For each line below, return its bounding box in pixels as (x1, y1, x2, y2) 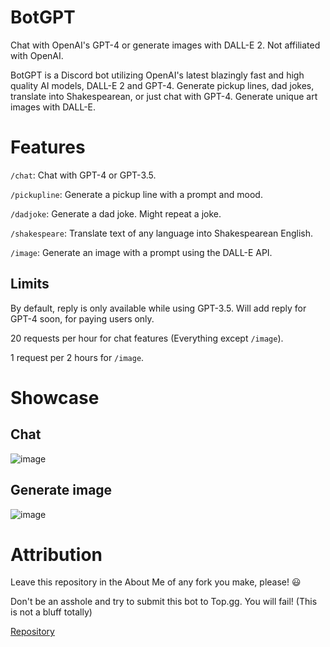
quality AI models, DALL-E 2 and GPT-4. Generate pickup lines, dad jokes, (10, 79, 315, 91)
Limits (10, 276, 50, 293)
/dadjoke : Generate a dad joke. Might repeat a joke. (10, 207, 222, 220)
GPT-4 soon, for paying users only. (10, 312, 155, 325)
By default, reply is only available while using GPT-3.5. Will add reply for (10, 302, 307, 314)
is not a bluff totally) (10, 606, 93, 618)
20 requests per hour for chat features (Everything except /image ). (10, 332, 284, 344)
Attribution (10, 543, 103, 566)
